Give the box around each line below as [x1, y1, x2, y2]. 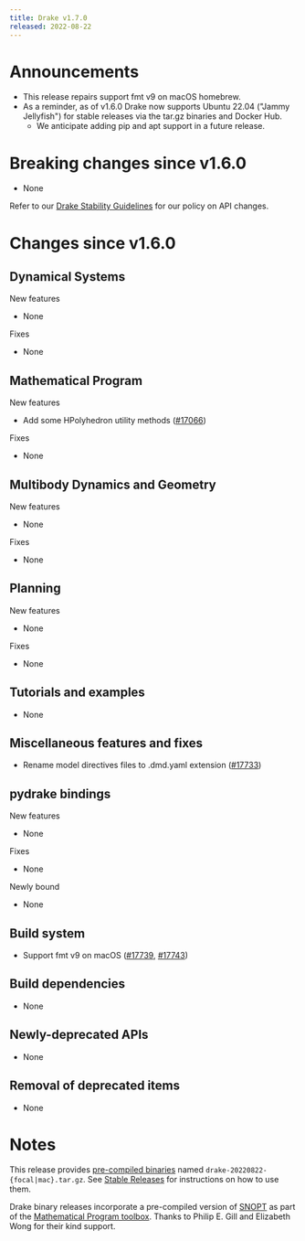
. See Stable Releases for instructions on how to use [82, 1174, 279, 1185]
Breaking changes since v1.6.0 [9, 153, 247, 174]
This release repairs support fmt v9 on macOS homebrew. [22, 91, 241, 102]
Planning [9, 581, 61, 596]
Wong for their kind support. [9, 1221, 116, 1232]
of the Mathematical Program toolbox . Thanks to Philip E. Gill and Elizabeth [9, 1211, 290, 1222]
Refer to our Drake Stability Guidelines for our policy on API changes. [9, 200, 269, 211]
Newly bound [9, 882, 60, 893]
